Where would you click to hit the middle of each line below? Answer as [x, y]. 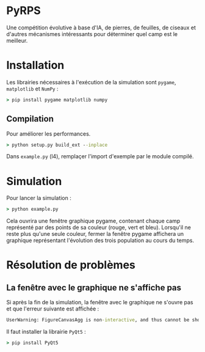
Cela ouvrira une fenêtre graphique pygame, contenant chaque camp [93, 221]
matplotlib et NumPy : [32, 89]
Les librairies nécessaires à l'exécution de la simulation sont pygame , [91, 82]
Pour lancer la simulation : [39, 198]
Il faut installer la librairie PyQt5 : [46, 332]
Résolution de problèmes [71, 265]
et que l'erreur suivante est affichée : [53, 309]
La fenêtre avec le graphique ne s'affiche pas [94, 288]
